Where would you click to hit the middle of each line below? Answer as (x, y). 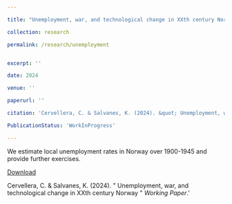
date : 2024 (23, 76)
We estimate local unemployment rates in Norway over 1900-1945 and (107, 151)
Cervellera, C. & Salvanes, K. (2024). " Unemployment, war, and (98, 185)
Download (22, 172)
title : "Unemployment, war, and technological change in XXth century (111, 19)
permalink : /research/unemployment (58, 45)
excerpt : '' (24, 63)
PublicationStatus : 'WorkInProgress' (61, 125)
